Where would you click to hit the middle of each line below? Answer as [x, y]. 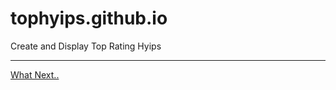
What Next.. [35, 74]
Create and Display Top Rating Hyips [86, 46]
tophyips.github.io [89, 18]
